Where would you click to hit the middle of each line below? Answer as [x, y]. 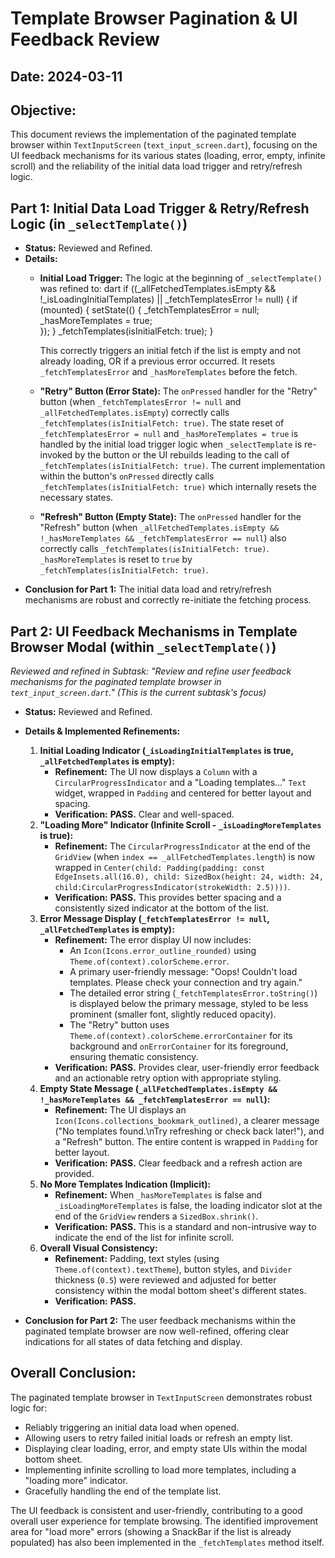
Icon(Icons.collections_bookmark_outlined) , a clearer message [187, 1121]
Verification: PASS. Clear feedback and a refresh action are [178, 1163]
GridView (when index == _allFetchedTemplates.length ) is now [185, 857]
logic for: [29, 1408]
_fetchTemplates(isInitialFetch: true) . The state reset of [162, 423]
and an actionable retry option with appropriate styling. [168, 1078]
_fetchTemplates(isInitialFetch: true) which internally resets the [178, 487]
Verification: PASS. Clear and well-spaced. [144, 814]
